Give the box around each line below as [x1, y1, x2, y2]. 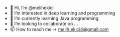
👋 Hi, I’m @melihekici [10, 5, 54, 10]
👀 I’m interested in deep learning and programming [10, 10, 115, 16]
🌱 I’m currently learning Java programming [10, 15, 99, 21]
